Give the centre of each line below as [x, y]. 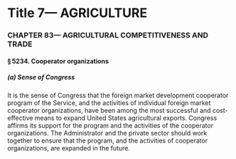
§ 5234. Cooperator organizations [58, 61]
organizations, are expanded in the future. [69, 148]
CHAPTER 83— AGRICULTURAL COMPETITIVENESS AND [108, 35]
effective [20, 118]
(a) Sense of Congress [41, 77]
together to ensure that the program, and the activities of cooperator [108, 141]
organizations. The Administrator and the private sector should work [107, 133]
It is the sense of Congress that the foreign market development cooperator [118, 95]
